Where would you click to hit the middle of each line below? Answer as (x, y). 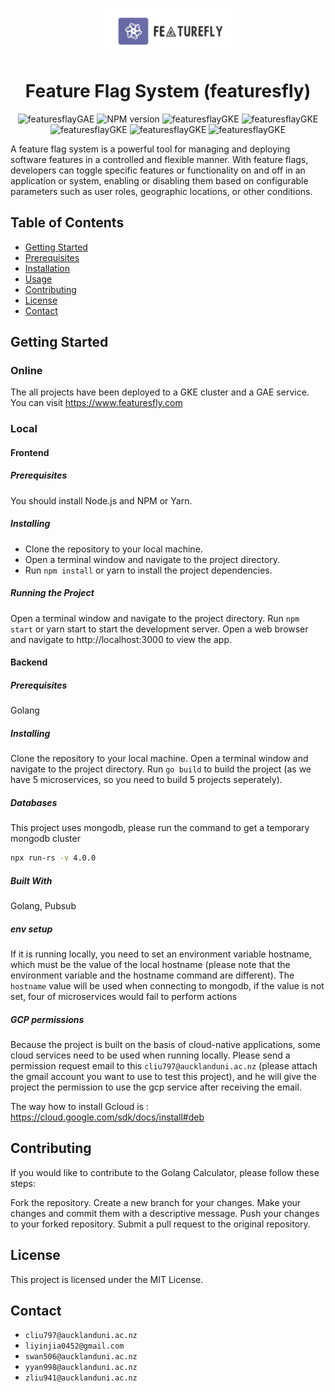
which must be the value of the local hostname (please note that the (150, 965)
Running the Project (52, 593)
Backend (29, 662)
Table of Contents (67, 223)
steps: (23, 1183)
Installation (47, 268)
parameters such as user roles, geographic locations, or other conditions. (161, 191)
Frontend (30, 452)
